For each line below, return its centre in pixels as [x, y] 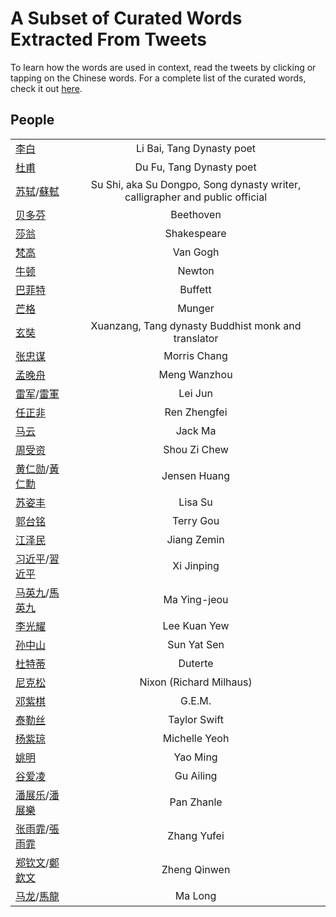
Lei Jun [195, 393]
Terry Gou [195, 520]
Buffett [195, 289]
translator [196, 338]
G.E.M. [196, 700]
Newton [196, 270]
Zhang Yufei [196, 835]
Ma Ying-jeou [196, 599]
